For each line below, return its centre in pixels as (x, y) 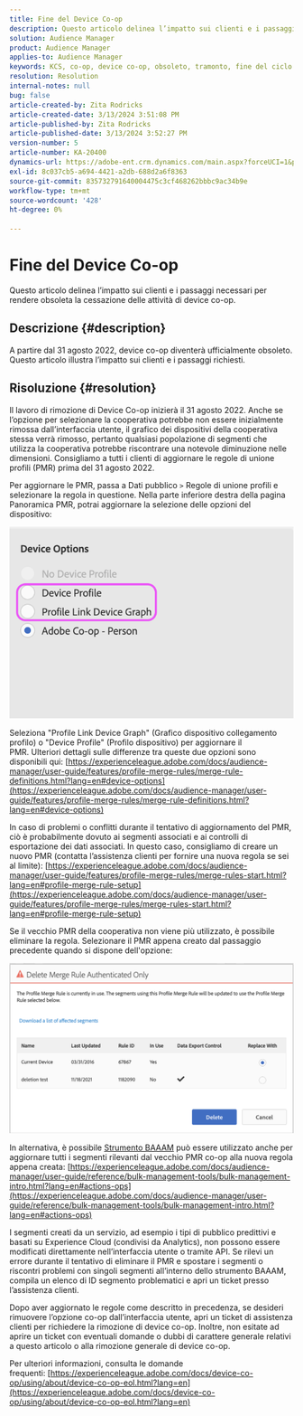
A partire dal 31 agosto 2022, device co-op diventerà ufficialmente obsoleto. (151, 350)
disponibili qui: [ (39, 762)
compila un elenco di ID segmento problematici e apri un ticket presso (139, 1280)
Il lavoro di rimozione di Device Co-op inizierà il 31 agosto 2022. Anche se (147, 410)
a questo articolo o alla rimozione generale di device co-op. (120, 1346)
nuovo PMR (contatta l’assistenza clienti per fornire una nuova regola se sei (149, 856)
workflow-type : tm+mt (50, 191)
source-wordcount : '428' (56, 200)
